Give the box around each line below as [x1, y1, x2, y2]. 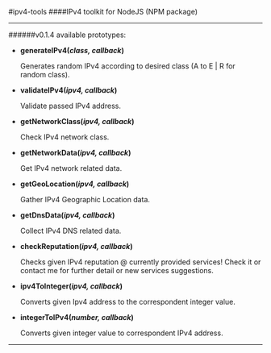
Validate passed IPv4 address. [19, 101, 121, 110]
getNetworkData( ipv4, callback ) [19, 148, 131, 157]
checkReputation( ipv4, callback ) [19, 242, 133, 251]
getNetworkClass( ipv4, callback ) [19, 117, 135, 126]
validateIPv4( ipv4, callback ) [19, 85, 118, 95]
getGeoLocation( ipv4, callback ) [19, 179, 130, 189]
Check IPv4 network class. [19, 132, 110, 142]
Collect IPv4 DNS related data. [19, 226, 122, 235]
